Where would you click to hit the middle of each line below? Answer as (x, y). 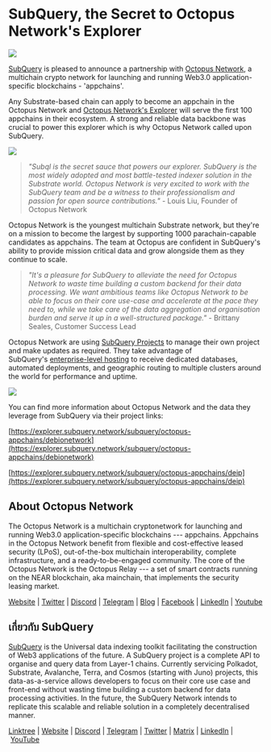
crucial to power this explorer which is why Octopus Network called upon (130, 127)
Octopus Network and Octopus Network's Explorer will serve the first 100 (130, 110)
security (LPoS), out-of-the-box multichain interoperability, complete (122, 551)
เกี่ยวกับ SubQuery (51, 627)
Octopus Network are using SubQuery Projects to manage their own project (134, 342)
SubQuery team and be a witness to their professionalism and (131, 192)
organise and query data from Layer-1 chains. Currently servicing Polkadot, (133, 663)
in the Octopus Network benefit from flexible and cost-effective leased (126, 543)
